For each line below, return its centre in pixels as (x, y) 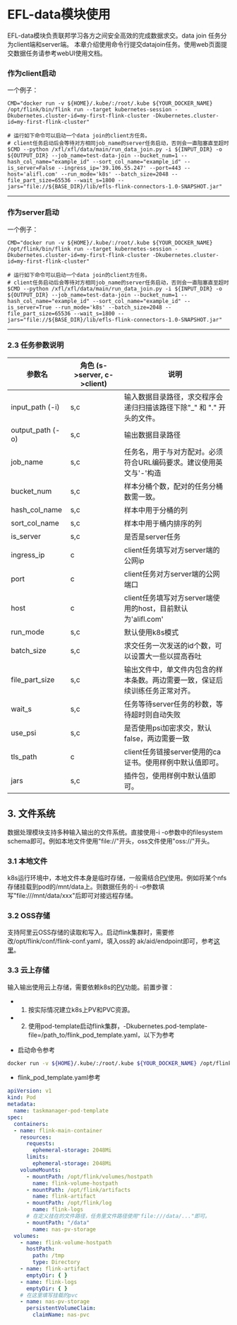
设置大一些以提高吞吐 (166, 656)
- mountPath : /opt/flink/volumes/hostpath (89, 1176)
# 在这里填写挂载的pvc (49, 1295)
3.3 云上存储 (29, 970)
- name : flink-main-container (58, 1130)
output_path (31, 430)
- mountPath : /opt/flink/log (69, 1203)
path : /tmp (49, 1256)
